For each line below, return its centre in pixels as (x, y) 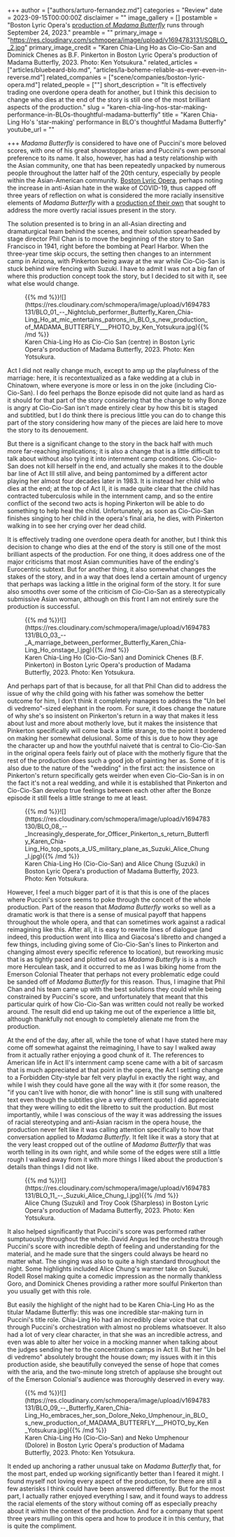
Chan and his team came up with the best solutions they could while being (114, 989)
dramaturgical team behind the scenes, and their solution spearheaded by (114, 231)
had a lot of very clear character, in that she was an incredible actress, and (115, 1334)
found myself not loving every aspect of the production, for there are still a (114, 1481)
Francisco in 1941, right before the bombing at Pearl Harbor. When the (108, 246)
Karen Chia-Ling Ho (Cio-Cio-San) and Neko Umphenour (107, 1438)
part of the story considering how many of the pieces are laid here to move (115, 423)
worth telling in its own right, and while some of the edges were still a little (114, 1152)
